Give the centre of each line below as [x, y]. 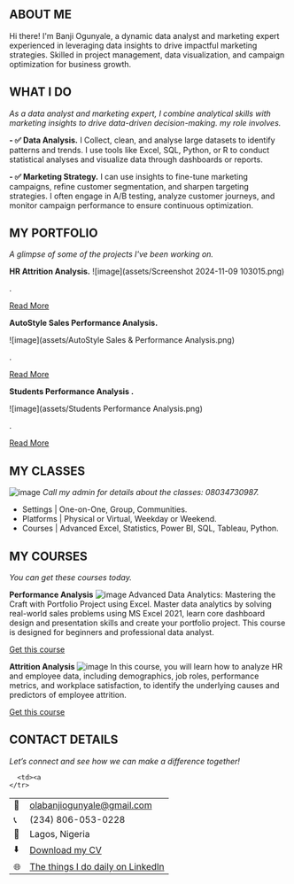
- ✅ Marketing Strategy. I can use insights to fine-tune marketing [128, 176]
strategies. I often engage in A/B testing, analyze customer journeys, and [142, 196]
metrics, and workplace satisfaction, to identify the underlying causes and [144, 686]
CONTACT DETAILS [64, 740]
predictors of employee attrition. [68, 695]
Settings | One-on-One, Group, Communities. [104, 509]
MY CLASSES [47, 471]
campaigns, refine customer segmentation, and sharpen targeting [129, 186]
